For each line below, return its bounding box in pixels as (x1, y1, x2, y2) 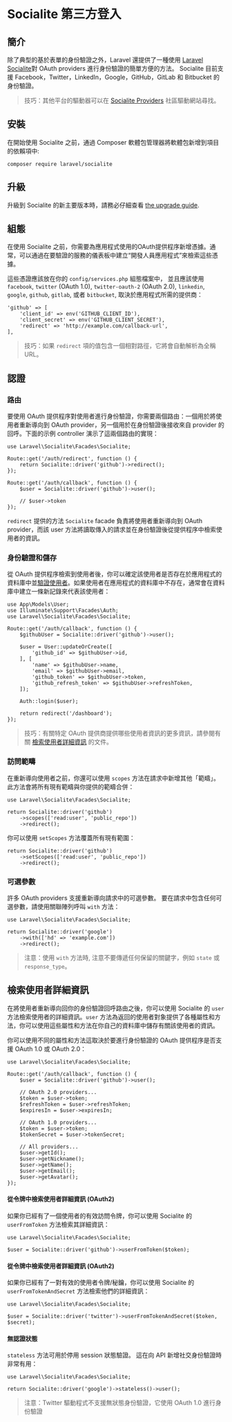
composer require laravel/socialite (7, 161, 113, 167)
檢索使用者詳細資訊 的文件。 (32, 738, 113, 746)
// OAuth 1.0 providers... (19, 1119, 97, 1126)
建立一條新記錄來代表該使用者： (19, 587, 110, 596)
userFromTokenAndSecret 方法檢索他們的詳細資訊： (7, 1287, 150, 1295)
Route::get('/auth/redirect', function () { (7, 455, 137, 462)
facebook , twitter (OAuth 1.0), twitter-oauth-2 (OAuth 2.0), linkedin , (7, 282, 205, 291)
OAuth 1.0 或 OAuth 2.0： (14, 1044, 86, 1052)
